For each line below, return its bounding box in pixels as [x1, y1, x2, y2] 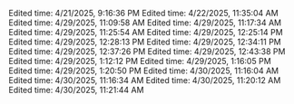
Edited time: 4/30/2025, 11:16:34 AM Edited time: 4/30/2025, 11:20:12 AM [8, 75, 281, 85]
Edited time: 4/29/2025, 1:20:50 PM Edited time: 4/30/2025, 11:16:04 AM [8, 65, 279, 76]
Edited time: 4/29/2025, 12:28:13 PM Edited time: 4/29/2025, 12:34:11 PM [8, 36, 282, 47]
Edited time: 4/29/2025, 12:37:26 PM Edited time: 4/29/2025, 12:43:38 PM [8, 46, 286, 57]
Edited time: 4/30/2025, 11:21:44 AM [8, 85, 144, 95]
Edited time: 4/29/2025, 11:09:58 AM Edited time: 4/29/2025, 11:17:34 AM [8, 17, 282, 28]
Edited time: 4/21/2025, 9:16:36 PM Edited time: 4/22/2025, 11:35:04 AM [8, 8, 279, 18]
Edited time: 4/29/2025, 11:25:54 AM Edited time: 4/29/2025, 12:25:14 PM [8, 27, 283, 37]
